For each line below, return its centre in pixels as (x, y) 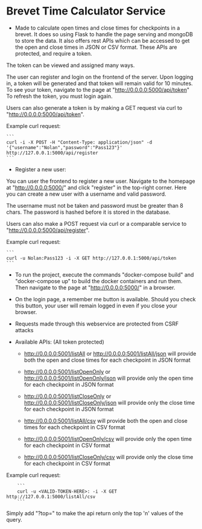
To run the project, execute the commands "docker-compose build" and (104, 274)
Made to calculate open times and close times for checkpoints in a (97, 28)
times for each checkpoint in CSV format (74, 427)
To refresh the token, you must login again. (59, 96)
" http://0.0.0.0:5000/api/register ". (48, 230)
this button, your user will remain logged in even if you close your (96, 306)
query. (14, 519)
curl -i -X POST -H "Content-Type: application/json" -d (79, 142)
